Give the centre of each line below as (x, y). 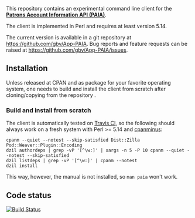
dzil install (22, 166)
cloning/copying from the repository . (51, 95)
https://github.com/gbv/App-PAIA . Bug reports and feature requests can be (97, 44)
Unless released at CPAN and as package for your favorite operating (88, 82)
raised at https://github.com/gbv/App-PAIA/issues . (67, 50)
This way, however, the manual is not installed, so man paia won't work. (92, 177)
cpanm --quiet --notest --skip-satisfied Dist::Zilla (73, 140)
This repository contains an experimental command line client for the (89, 9)
